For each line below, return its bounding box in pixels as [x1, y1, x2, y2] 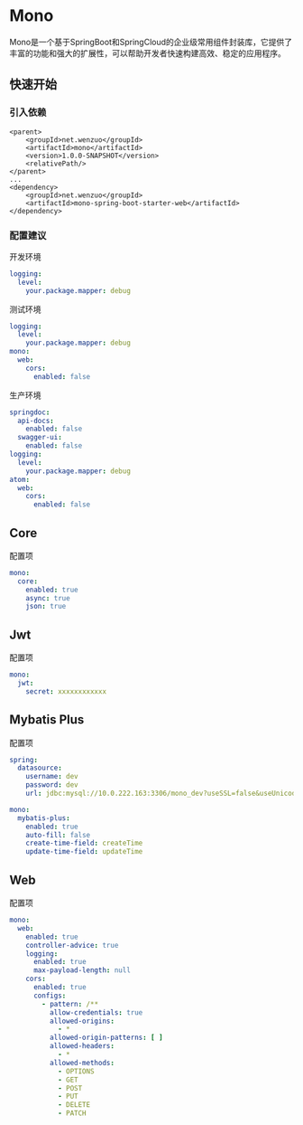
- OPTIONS [57, 1066, 95, 1076]
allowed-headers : [49, 1042, 115, 1051]
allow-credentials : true [49, 1007, 143, 1017]
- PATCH [57, 1109, 87, 1118]
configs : [32, 991, 67, 1000]
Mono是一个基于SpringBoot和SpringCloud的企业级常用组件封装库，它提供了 [9, 36, 293, 47]
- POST [57, 1083, 83, 1092]
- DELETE [57, 1101, 91, 1110]
